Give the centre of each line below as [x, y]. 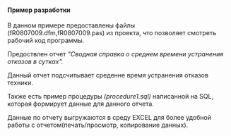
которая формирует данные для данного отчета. [81, 104]
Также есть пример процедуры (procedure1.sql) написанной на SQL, [111, 97]
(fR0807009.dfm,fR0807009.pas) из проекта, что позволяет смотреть [112, 33]
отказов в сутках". [35, 62]
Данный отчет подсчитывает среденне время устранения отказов [108, 75]
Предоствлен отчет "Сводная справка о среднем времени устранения [115, 54]
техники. [20, 83]
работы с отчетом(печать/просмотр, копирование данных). [98, 125]
